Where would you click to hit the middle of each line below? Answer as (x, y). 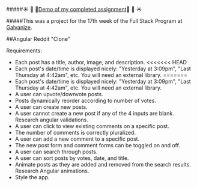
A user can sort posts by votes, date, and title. (72, 158)
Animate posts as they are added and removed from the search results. (103, 164)
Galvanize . (19, 27)
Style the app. (32, 177)
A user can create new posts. (51, 107)
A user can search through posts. (56, 152)
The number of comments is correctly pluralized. (75, 133)
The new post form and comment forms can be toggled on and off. (97, 145)
